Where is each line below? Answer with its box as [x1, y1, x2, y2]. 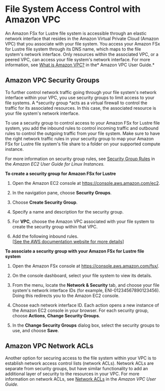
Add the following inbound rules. [12, 233, 79, 239]
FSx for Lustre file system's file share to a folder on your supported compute [5, 141, 161, 147]
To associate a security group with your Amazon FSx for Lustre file [5, 248, 144, 254]
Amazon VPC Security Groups [5, 76, 99, 85]
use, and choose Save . [12, 327, 59, 333]
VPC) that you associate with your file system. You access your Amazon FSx [5, 41, 160, 46]
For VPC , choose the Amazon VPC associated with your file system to [12, 218, 155, 224]
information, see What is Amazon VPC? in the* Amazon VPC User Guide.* [5, 62, 155, 68]
